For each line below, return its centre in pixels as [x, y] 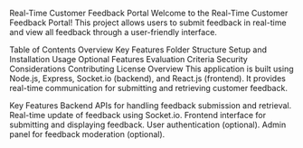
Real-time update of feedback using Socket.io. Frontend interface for [138, 115]
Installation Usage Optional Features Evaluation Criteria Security [129, 59]
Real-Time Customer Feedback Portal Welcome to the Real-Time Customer [149, 13]
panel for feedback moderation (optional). [87, 134]
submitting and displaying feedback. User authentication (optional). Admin [148, 125]
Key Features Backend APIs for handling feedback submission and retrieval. [151, 106]
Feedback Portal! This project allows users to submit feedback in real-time [148, 23]
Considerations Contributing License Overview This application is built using [151, 69]
